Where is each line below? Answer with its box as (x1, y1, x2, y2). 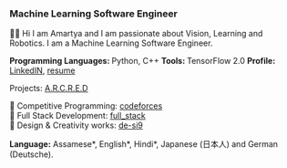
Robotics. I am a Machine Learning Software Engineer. (9, 37, 213, 48)
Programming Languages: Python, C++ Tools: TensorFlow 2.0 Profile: (9, 56, 276, 67)
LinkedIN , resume (9, 65, 76, 76)
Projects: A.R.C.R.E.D (9, 83, 88, 94)
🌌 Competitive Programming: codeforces (9, 100, 163, 111)
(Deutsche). (9, 149, 54, 160)
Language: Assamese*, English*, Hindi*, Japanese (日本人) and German (9, 139, 279, 150)
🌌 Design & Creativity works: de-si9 (9, 120, 144, 131)
